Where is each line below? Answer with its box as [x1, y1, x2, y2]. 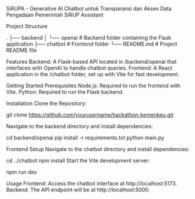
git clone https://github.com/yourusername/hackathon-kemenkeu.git [6, 112, 174, 118]
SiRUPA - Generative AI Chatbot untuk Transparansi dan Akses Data [6, 5, 172, 12]
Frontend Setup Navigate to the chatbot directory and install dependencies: [6, 146, 190, 152]
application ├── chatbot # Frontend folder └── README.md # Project [6, 41, 177, 47]
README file [6, 47, 37, 54]
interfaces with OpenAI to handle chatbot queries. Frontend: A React [6, 64, 173, 71]
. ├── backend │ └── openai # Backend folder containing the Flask [6, 34, 171, 41]
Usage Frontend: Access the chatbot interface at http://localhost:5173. [6, 180, 177, 187]
